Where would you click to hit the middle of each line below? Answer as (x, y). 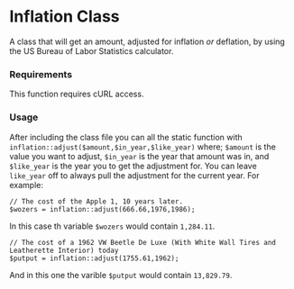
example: (26, 185)
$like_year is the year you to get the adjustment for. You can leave (133, 166)
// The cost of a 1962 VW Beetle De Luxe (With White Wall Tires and (143, 242)
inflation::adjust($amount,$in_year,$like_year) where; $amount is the (143, 147)
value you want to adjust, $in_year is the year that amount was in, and (139, 156)
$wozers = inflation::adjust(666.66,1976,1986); (102, 209)
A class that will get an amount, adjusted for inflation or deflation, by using (147, 41)
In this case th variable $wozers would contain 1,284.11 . (112, 226)
